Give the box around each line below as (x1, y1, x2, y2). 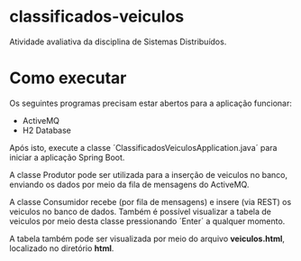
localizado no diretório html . (9, 242, 114, 254)
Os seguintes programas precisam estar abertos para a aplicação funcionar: (9, 98, 293, 108)
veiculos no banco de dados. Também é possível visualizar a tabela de (9, 206, 272, 217)
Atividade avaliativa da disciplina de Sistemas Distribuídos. (9, 36, 227, 47)
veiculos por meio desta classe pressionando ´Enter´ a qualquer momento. (9, 215, 286, 227)
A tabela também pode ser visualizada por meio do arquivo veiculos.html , (9, 233, 286, 244)
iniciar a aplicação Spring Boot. (9, 152, 125, 163)
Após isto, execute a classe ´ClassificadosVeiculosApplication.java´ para (9, 142, 278, 153)
